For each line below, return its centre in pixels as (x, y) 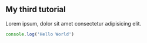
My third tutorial (36, 10)
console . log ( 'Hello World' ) (40, 34)
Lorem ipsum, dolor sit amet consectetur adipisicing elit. (73, 23)
